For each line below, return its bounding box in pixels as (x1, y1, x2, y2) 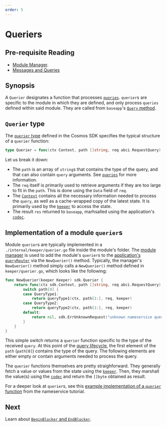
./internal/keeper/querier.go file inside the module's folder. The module (5, 247, 157, 253)
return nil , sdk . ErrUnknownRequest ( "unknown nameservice (31, 315, 153, 320)
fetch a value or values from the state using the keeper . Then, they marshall (5, 368, 160, 374)
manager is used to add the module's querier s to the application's (5, 252, 141, 258)
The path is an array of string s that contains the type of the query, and (12, 166, 158, 172)
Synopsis (5, 82, 35, 90)
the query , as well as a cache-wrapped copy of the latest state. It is (12, 198, 150, 204)
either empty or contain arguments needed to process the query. (5, 353, 138, 359)
